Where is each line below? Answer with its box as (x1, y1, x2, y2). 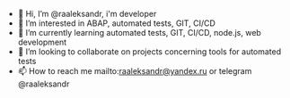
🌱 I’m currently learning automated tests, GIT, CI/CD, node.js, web (17, 28, 262, 37)
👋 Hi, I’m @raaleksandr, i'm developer (17, 9, 157, 19)
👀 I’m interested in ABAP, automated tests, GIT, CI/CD (17, 18, 215, 29)
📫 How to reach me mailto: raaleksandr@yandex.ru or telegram (17, 66, 252, 76)
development (17, 37, 67, 47)
